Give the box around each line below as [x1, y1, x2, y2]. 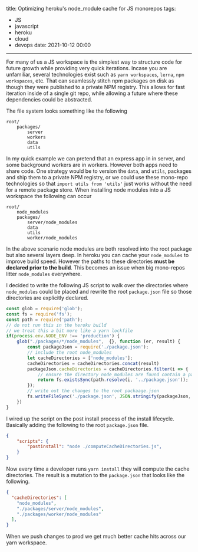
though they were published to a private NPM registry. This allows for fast [6, 84, 185, 90]
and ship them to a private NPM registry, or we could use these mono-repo [6, 174, 189, 180]
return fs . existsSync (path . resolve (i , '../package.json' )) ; [37, 377, 189, 383]
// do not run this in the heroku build [6, 322, 107, 328]
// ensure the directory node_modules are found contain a [37, 372, 186, 377]
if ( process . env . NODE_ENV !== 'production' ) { [6, 333, 120, 339]
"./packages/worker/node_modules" [16, 511, 101, 517]
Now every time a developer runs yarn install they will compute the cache [6, 465, 190, 472]
